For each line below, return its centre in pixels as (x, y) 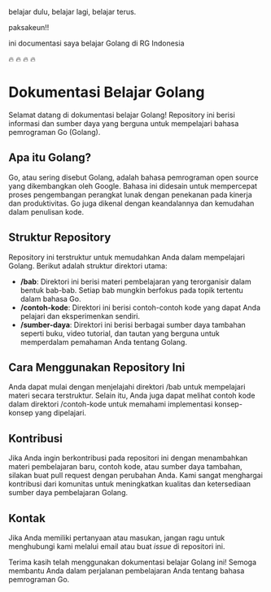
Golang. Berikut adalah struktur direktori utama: (88, 266)
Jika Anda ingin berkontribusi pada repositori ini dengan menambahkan (128, 458)
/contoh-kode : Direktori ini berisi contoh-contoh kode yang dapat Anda (140, 307)
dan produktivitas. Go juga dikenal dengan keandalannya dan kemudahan (131, 203)
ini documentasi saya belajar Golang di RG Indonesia (96, 43)
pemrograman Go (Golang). (55, 132)
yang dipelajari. (61, 413)
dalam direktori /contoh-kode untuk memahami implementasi (111, 404)
